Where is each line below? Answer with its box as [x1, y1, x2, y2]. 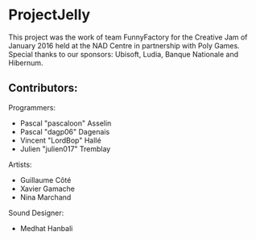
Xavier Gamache [19, 184, 75, 193]
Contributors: [8, 81, 78, 95]
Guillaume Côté [19, 175, 72, 184]
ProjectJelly [8, 6, 91, 24]
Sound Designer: [8, 208, 64, 217]
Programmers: [8, 102, 56, 112]
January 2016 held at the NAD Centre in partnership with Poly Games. [8, 40, 240, 50]
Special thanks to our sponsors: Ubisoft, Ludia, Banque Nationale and [8, 49, 239, 59]
